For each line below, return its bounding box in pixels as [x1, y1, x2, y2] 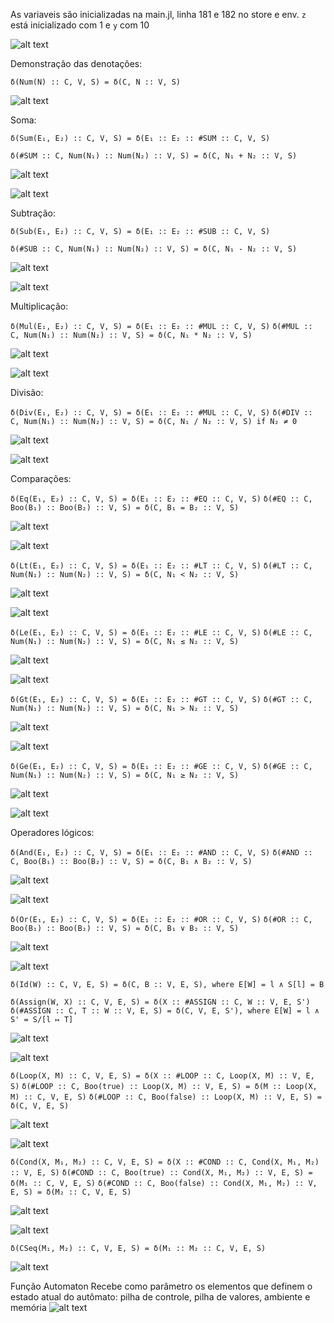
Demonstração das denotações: [10, 58, 143, 69]
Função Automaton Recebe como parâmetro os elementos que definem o [10, 1280, 313, 1292]
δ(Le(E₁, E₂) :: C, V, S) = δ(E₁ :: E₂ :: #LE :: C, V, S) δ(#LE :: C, [10, 628, 313, 638]
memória [10, 1302, 47, 1313]
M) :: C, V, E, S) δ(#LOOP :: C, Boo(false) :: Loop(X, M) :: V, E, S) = [10, 1092, 322, 1102]
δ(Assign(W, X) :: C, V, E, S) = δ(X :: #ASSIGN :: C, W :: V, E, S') [10, 997, 311, 1007]
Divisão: [10, 387, 44, 398]
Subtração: [10, 207, 56, 219]
